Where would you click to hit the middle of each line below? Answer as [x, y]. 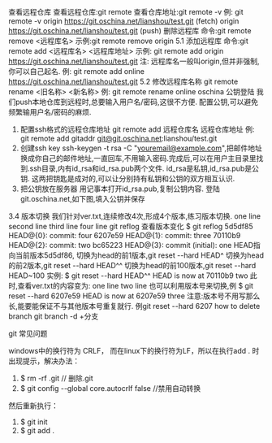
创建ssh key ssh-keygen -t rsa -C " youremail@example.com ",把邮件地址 [141, 148]
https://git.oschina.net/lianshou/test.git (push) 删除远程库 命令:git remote [130, 30]
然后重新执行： [33, 406]
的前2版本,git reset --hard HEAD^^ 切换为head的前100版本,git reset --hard [132, 265]
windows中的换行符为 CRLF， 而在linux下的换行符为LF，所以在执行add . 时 [134, 351]
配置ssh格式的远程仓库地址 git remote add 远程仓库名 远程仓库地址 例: [137, 129]
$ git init [34, 422]
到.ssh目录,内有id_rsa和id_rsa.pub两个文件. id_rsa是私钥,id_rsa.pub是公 [140, 168]
